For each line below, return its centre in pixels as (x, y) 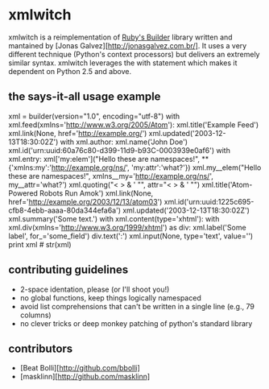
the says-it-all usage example (85, 97)
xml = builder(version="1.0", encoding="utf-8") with (94, 116)
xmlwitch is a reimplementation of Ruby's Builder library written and (120, 37)
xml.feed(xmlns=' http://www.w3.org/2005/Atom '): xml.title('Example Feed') (134, 124)
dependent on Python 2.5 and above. (70, 71)
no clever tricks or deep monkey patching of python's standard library (136, 323)
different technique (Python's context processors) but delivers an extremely (134, 54)
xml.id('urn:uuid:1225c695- (209, 201)
